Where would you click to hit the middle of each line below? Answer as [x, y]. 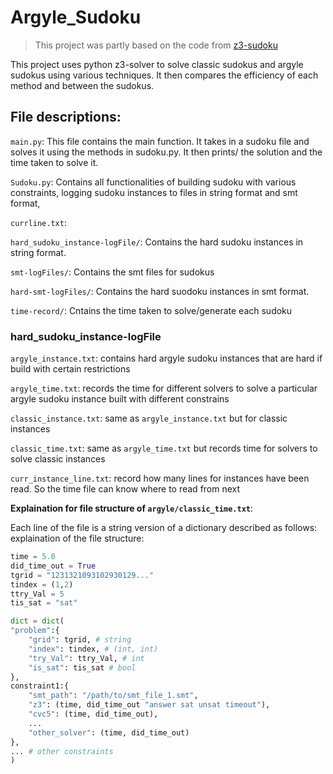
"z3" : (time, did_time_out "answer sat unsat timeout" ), [149, 705]
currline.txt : [38, 222]
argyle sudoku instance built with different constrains [120, 399]
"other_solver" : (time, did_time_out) [109, 732]
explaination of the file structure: [77, 538]
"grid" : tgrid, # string [80, 640]
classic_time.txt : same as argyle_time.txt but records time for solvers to [164, 448]
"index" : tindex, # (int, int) [93, 649]
